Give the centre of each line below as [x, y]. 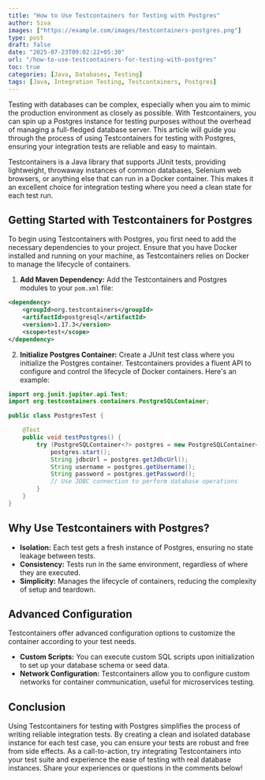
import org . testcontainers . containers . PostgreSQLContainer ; [109, 401]
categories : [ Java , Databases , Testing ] [76, 74]
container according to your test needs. [72, 642]
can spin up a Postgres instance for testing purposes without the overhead [130, 121]
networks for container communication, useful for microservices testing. [137, 682]
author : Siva [30, 23]
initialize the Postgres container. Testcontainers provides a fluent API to [135, 363]
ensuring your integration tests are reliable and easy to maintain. [113, 146]
